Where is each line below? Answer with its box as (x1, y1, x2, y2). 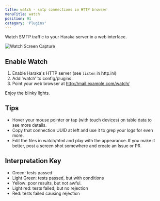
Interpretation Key (5, 157, 62, 165)
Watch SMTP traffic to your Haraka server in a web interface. (5, 34, 127, 40)
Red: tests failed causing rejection (12, 190, 80, 196)
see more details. (12, 122, 47, 128)
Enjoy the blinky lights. (5, 90, 50, 96)
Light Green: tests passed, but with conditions (12, 175, 104, 181)
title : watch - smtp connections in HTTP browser (5, 7, 108, 12)
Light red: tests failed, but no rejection (12, 185, 88, 191)
